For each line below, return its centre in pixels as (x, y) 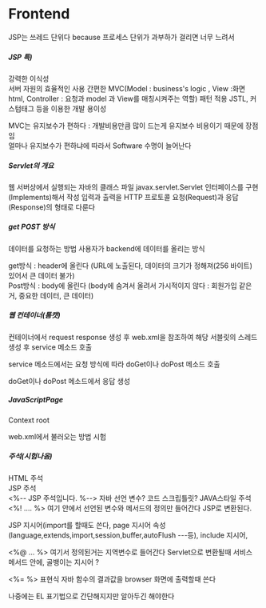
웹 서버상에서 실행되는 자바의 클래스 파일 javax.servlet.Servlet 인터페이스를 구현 (133, 187)
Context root (29, 420)
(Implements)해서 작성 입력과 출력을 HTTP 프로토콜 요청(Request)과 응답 (123, 197)
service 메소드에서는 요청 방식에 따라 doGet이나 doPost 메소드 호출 (114, 364)
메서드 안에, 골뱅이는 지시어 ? (54, 562)
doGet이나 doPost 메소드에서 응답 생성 (69, 381)
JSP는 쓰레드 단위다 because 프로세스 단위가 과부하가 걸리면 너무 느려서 (121, 37)
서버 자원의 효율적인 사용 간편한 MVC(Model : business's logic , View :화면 (127, 88)
